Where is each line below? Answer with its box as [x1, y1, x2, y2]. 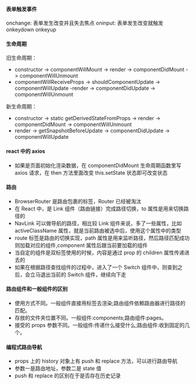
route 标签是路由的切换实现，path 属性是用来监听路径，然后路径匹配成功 [14, 234, 190, 241]
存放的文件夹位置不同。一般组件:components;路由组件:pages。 [14, 314, 167, 322]
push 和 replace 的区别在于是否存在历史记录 [14, 372, 121, 379]
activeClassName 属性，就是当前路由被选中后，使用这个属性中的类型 [14, 227, 181, 234]
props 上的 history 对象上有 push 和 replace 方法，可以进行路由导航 [14, 357, 178, 364]
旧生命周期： [6, 54, 37, 62]
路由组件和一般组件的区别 [6, 285, 68, 292]
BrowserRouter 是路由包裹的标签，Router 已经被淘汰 [14, 197, 142, 205]
